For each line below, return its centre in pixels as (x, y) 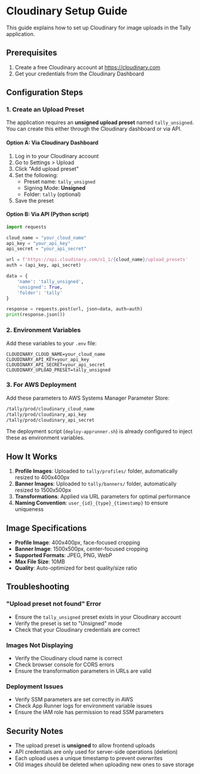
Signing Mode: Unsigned (55, 188)
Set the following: (36, 175)
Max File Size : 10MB (40, 562)
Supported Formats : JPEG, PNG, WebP (63, 555)
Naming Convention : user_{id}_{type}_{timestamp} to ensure (91, 503)
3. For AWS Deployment (41, 385)
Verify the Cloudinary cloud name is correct (68, 658)
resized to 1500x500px (43, 490)
